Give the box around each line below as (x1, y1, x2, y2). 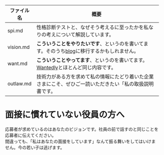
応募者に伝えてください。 (5, 132, 56, 138)
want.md (7, 60, 28, 67)
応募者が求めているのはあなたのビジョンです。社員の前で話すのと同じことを (5, 126, 159, 132)
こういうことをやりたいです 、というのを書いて (36, 40, 144, 47)
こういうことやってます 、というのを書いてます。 (36, 57, 148, 63)
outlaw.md (7, 80, 32, 87)
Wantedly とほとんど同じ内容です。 (36, 64, 116, 71)
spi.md (7, 27, 23, 34)
